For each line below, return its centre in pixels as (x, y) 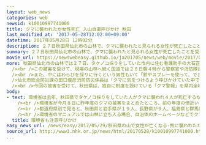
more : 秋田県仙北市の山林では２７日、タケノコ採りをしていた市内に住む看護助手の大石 (101, 63)
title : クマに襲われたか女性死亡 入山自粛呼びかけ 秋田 (69, 29)
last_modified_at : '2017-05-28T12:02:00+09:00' (68, 35)
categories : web (27, 18)
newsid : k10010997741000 (38, 23)
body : (13, 92)
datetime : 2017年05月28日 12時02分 (50, 40)
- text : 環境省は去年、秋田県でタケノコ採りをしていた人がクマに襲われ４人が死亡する (101, 97)
